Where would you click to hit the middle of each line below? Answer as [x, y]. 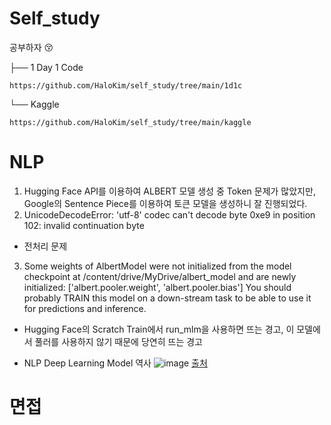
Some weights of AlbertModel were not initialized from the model [157, 266]
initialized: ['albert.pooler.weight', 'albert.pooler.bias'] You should [157, 287]
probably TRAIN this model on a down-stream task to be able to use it [167, 298]
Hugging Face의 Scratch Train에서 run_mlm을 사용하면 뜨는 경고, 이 [159, 329]
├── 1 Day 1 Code [46, 67]
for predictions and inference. [85, 308]
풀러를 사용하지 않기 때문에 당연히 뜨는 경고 [118, 341]
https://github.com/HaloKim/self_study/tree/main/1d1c [126, 85]
